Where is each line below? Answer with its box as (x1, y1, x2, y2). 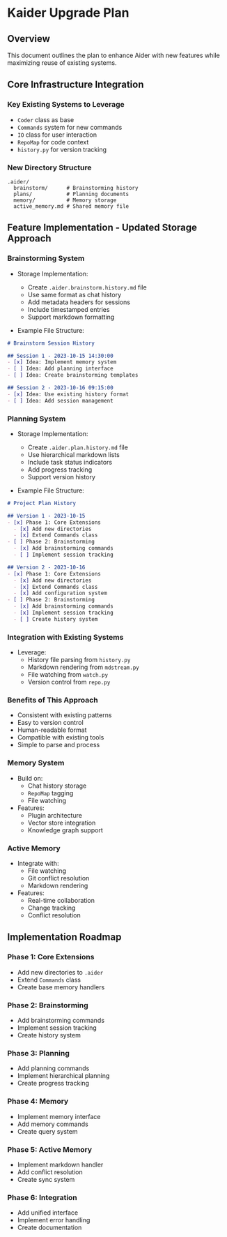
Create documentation (17, 1223, 82, 1232)
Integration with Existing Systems (7, 632, 124, 642)
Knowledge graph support (27, 825, 103, 834)
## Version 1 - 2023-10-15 (7, 512, 86, 519)
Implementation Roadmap (7, 931, 122, 943)
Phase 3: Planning (7, 1048, 70, 1058)
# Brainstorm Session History (7, 340, 95, 347)
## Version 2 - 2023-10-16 (7, 564, 86, 571)
